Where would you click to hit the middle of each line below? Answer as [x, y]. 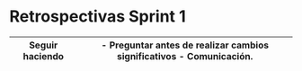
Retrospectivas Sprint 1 [98, 17]
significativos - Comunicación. [185, 56]
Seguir [43, 45]
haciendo [44, 56]
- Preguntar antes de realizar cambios [185, 45]
